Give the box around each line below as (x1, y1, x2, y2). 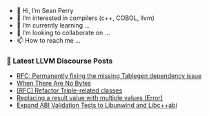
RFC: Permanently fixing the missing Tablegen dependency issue (16, 72, 202, 80)
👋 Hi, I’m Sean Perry (16, 7, 74, 14)
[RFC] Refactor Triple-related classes (16, 86, 123, 95)
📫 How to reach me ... (16, 37, 81, 44)
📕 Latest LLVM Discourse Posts (6, 56, 113, 66)
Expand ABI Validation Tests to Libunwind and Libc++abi (16, 101, 177, 110)
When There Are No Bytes (16, 79, 91, 88)
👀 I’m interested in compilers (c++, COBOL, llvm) (16, 14, 155, 22)
